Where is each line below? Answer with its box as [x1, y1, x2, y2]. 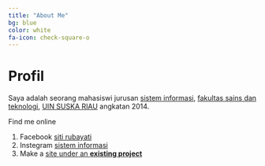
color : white [8, 26, 51, 34]
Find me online [8, 117, 57, 127]
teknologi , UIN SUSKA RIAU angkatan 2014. [8, 101, 150, 111]
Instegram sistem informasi [19, 141, 108, 150]
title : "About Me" [8, 11, 69, 20]
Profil [8, 68, 45, 85]
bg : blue [8, 19, 37, 27]
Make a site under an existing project [19, 149, 143, 158]
